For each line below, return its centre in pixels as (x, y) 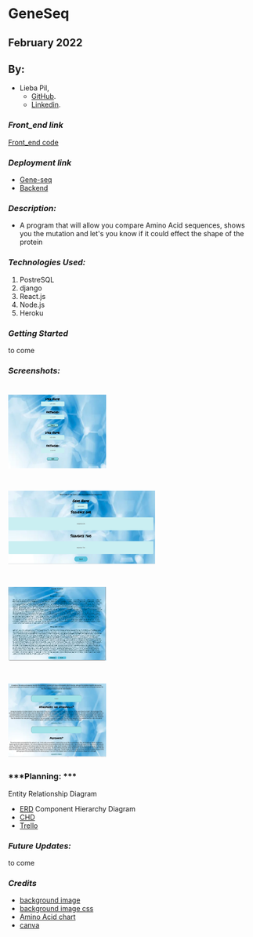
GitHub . (43, 97)
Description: (32, 208)
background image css (56, 909)
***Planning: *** (42, 776)
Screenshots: (34, 370)
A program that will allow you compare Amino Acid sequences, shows (132, 225)
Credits (22, 884)
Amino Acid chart (47, 917)
